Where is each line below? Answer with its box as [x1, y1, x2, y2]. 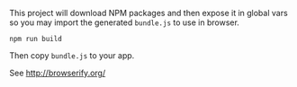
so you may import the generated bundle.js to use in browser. [9, 17, 240, 28]
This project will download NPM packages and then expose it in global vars [9, 8, 288, 18]
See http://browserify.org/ [9, 67, 106, 78]
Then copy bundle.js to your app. [9, 50, 135, 61]
